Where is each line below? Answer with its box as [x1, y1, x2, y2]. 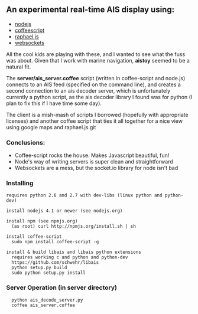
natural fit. [6, 63, 31, 70]
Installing [6, 179, 34, 188]
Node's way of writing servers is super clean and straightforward [14, 158, 173, 165]
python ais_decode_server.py [11, 297, 83, 303]
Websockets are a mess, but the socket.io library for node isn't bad [14, 165, 178, 172]
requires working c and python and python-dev [11, 254, 128, 260]
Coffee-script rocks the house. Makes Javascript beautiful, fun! [14, 152, 170, 159]
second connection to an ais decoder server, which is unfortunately [6, 87, 171, 94]
